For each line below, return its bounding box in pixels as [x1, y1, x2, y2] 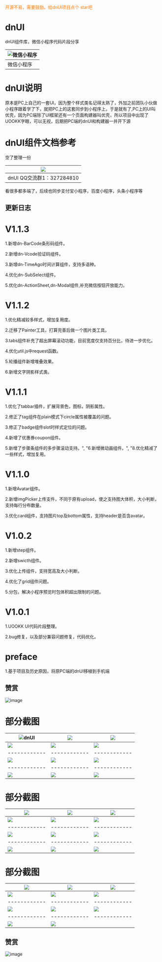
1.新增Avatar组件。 [5, 486, 43, 492]
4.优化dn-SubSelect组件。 [5, 272, 58, 278]
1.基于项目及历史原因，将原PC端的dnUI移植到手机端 [5, 668, 109, 674]
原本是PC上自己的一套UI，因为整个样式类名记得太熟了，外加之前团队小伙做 [5, 100, 158, 106]
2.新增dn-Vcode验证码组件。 [5, 251, 64, 257]
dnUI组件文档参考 [5, 137, 77, 148]
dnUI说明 [5, 83, 42, 94]
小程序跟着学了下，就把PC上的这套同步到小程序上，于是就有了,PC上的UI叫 [5, 106, 156, 112]
